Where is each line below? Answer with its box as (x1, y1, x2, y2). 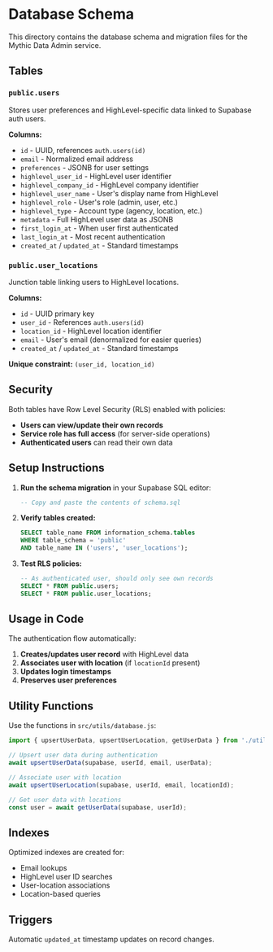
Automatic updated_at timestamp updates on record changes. (8, 934, 214, 945)
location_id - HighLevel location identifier (19, 326, 162, 336)
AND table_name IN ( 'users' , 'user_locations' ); (19, 544, 188, 552)
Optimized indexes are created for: (8, 848, 124, 858)
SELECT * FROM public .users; (19, 581, 119, 590)
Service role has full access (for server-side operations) (19, 428, 210, 438)
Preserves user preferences (19, 675, 118, 685)
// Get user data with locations (8, 796, 122, 804)
